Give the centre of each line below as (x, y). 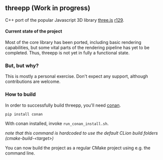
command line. (20, 153)
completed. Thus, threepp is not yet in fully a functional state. (67, 53)
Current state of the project (34, 31)
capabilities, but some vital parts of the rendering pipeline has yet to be (77, 48)
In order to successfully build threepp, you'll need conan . (63, 105)
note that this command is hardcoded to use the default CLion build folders (81, 133)
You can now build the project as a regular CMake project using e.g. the (78, 148)
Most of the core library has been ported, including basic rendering (73, 42)
